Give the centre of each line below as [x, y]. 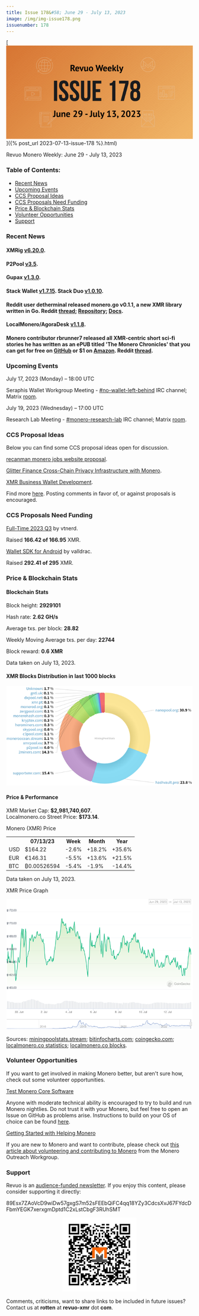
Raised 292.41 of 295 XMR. [40, 562]
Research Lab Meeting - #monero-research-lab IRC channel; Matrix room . [97, 420]
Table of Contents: [33, 170]
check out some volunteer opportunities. [56, 1080]
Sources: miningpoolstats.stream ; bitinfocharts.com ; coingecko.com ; [90, 1039]
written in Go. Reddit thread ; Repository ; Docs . [65, 310]
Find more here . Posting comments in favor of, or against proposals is [91, 494]
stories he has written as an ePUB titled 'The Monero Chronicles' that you [98, 344]
